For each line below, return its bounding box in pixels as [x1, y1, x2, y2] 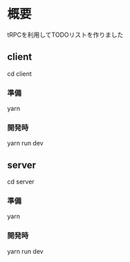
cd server [7, 177, 35, 186]
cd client [7, 69, 32, 78]
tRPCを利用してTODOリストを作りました [7, 30, 124, 39]
